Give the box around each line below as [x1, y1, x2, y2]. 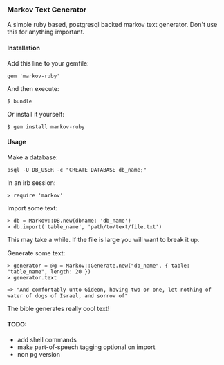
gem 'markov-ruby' [7, 72, 60, 79]
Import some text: [7, 204, 57, 212]
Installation [7, 43, 40, 52]
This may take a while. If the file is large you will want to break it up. [7, 235, 200, 244]
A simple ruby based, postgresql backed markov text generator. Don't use [7, 21, 218, 29]
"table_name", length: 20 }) [7, 268, 91, 275]
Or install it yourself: [7, 110, 64, 118]
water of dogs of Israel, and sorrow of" [7, 292, 129, 299]
